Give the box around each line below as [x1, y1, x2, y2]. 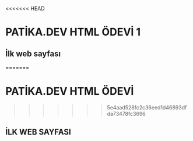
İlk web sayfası [5, 49, 61, 59]
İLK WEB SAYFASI [5, 127, 71, 137]
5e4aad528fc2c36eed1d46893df [107, 104, 187, 111]
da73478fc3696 [107, 110, 146, 117]
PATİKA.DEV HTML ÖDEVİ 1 [5, 26, 141, 39]
